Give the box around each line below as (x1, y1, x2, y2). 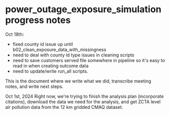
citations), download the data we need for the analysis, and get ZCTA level (5, 98, 161, 105)
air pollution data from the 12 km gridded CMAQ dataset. (5, 104, 123, 110)
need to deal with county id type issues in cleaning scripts (12, 52, 134, 58)
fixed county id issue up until (12, 41, 74, 47)
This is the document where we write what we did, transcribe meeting (5, 78, 151, 84)
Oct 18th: (5, 31, 24, 37)
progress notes (5, 14, 71, 26)
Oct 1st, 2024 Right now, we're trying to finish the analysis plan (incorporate (5, 93, 164, 99)
